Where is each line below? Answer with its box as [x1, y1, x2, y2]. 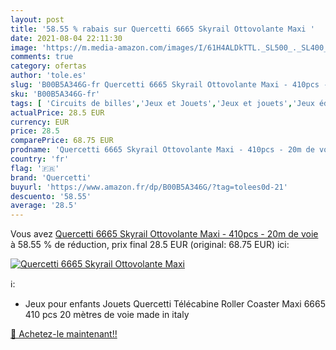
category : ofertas [10, 61, 87, 71]
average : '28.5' [10, 201, 78, 211]
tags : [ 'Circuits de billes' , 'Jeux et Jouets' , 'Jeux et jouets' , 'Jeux [10, 98, 315, 108]
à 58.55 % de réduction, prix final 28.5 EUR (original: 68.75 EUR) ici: [10, 239, 290, 251]
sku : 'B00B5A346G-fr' [10, 89, 101, 99]
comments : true [10, 52, 74, 62]
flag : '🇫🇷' [10, 163, 60, 173]
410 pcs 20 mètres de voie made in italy [24, 309, 190, 321]
